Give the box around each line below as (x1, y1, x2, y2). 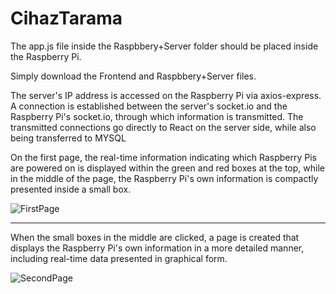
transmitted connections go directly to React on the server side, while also (10, 121, 317, 133)
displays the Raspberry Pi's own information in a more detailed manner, (10, 242, 305, 254)
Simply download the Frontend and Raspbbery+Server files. (10, 70, 257, 82)
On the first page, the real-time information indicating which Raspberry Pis (10, 151, 317, 163)
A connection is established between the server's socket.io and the (10, 100, 288, 112)
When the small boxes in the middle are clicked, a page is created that (10, 231, 300, 243)
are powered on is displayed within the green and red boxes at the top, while (10, 162, 325, 174)
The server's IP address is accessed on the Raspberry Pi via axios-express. (10, 89, 322, 101)
